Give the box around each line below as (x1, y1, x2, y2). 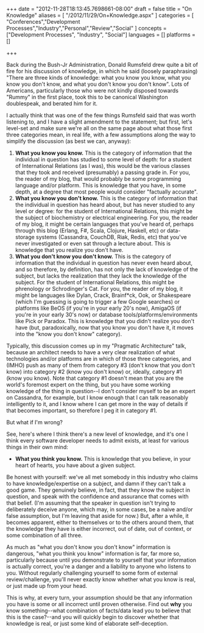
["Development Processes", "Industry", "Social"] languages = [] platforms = (6, 31, 196, 38)
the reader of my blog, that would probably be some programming (15, 175, 181, 182)
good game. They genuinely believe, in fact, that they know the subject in (6, 486, 191, 494)
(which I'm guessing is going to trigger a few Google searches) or (15, 298, 180, 305)
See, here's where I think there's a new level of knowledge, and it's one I (6, 430, 188, 438)
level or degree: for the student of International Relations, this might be (15, 208, 193, 215)
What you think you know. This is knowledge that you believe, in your (15, 455, 191, 462)
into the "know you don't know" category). (15, 330, 122, 337)
